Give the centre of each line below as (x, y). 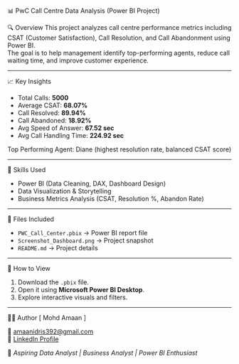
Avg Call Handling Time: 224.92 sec (71, 135)
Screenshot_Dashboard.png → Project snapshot (86, 240)
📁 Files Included (31, 219)
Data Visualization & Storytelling (64, 191)
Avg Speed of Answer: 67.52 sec (66, 128)
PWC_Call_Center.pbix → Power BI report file (83, 233)
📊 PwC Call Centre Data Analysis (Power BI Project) (84, 11)
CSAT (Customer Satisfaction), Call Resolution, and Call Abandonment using (119, 38)
